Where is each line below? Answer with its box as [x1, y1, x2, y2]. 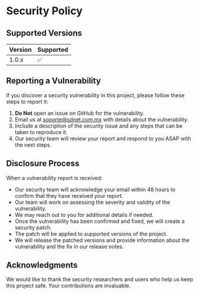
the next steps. [14, 141, 52, 148]
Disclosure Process [6, 159, 80, 169]
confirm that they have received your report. [14, 192, 124, 199]
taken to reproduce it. [14, 128, 68, 135]
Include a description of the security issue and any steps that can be [14, 122, 183, 129]
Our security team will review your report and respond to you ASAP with [14, 135, 191, 142]
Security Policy [6, 4, 83, 18]
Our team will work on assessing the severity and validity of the [14, 198, 170, 206]
